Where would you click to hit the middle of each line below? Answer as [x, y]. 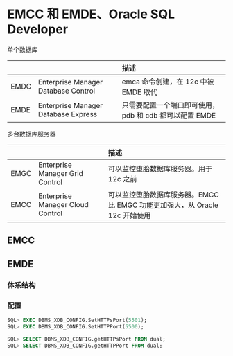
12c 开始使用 [129, 215]
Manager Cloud [63, 204]
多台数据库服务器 [32, 134]
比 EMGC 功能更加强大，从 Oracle [163, 205]
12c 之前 [122, 179]
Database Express [68, 114]
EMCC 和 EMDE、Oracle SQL [91, 14]
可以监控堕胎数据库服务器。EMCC [164, 195]
